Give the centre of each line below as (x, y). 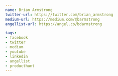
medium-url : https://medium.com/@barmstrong (52, 19)
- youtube (16, 52)
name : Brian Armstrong (29, 10)
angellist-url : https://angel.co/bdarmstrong (53, 24)
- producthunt (20, 66)
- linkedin (17, 56)
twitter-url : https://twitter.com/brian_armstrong (59, 15)
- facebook (17, 38)
